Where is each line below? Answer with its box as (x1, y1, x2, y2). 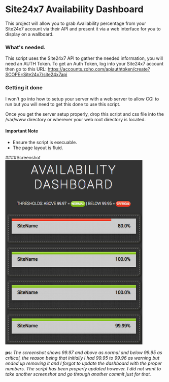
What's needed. (5, 44, 46, 51)
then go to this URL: (5, 66, 47, 72)
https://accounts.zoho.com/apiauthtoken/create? (47, 66, 150, 72)
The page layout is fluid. (12, 145, 63, 151)
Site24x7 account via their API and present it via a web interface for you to (5, 25, 161, 31)
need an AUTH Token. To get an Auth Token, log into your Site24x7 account (5, 61, 164, 67)
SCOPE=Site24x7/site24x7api (5, 72, 67, 78)
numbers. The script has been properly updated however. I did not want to (5, 365, 161, 371)
